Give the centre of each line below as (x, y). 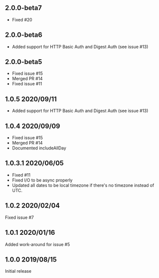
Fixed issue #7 (19, 217)
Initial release (18, 271)
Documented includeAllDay (39, 148)
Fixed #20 (22, 19)
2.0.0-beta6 (24, 35)
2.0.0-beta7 (23, 8)
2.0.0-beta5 (24, 62)
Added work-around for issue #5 (37, 244)
